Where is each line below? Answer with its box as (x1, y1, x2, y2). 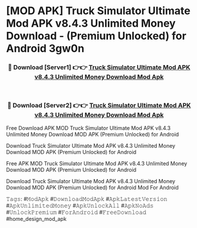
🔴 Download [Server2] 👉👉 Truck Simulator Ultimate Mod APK (7, 102, 191, 110)
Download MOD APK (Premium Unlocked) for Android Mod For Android (6, 184, 179, 191)
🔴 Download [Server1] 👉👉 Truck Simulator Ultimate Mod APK (8, 63, 191, 71)
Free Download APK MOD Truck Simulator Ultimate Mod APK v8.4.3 (6, 124, 171, 131)
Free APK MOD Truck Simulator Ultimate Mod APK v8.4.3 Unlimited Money (6, 159, 188, 167)
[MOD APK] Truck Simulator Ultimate (6, 4, 191, 18)
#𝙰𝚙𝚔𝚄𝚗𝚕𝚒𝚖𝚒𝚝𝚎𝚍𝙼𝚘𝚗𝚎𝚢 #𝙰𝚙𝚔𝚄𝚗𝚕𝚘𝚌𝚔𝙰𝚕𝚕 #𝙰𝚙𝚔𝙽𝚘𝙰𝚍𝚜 (6, 202, 154, 209)
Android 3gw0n (6, 42, 84, 56)
